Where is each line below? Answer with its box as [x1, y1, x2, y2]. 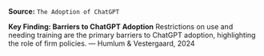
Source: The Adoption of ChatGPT [8, 7, 120, 16]
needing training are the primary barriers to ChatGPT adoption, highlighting [8, 31, 256, 39]
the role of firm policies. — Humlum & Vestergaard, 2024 [8, 39, 195, 48]
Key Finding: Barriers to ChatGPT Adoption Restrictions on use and [8, 22, 234, 31]
